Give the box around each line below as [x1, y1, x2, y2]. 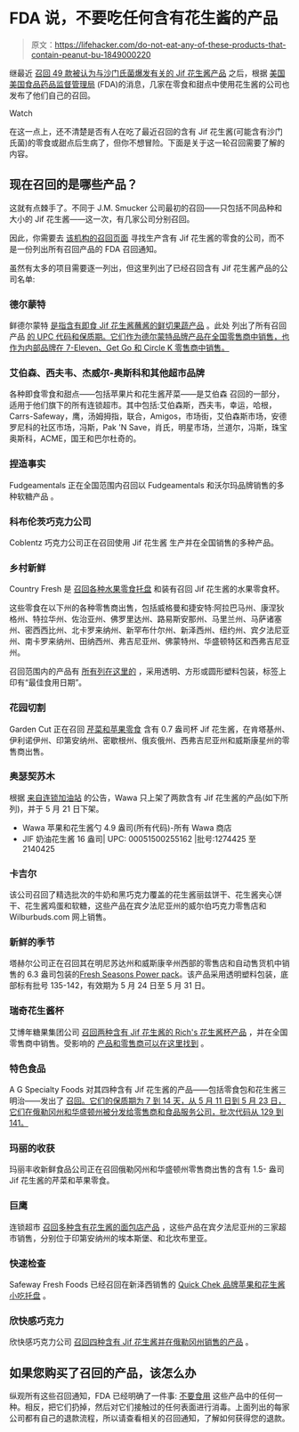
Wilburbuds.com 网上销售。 [9, 912, 111, 922]
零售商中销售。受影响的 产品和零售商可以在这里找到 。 [9, 1037, 209, 1048]
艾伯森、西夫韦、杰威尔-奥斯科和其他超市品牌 [9, 366, 206, 379]
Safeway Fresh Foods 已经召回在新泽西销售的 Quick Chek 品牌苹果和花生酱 [9, 1279, 286, 1289]
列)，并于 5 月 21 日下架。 [9, 803, 104, 814]
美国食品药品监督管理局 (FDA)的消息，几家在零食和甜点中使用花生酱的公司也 [9, 78, 290, 89]
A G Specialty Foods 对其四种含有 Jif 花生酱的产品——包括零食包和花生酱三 [9, 1084, 287, 1095]
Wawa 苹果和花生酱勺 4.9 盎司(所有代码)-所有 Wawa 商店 [21, 822, 232, 833]
